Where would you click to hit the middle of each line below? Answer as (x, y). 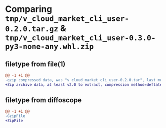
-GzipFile (15, 116)
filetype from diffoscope (43, 100)
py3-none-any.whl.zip (49, 47)
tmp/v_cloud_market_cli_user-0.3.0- (81, 38)
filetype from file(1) (35, 64)
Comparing (29, 9)
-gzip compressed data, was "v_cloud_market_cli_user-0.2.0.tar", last (80, 80)
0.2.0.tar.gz (32, 29)
